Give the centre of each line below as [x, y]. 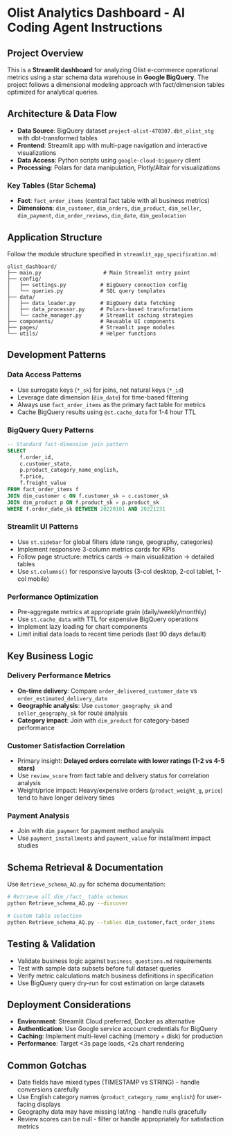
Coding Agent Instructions [85, 27]
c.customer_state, [46, 463]
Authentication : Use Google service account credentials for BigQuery [117, 1029]
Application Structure [55, 237]
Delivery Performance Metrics [59, 675]
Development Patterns [56, 355]
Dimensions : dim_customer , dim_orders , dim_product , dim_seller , [109, 208]
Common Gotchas [47, 1065]
